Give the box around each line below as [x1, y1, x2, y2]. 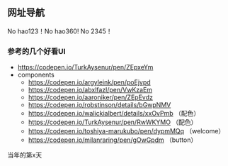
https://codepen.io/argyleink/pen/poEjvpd [28, 78, 151, 87]
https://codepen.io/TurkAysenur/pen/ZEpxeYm [17, 63, 154, 72]
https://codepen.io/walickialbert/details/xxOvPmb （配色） [28, 109, 200, 118]
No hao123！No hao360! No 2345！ [7, 27, 113, 35]
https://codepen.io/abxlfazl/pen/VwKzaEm [28, 86, 153, 94]
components [17, 70, 55, 79]
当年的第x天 [7, 151, 42, 160]
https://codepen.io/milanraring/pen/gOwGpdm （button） [28, 135, 198, 144]
